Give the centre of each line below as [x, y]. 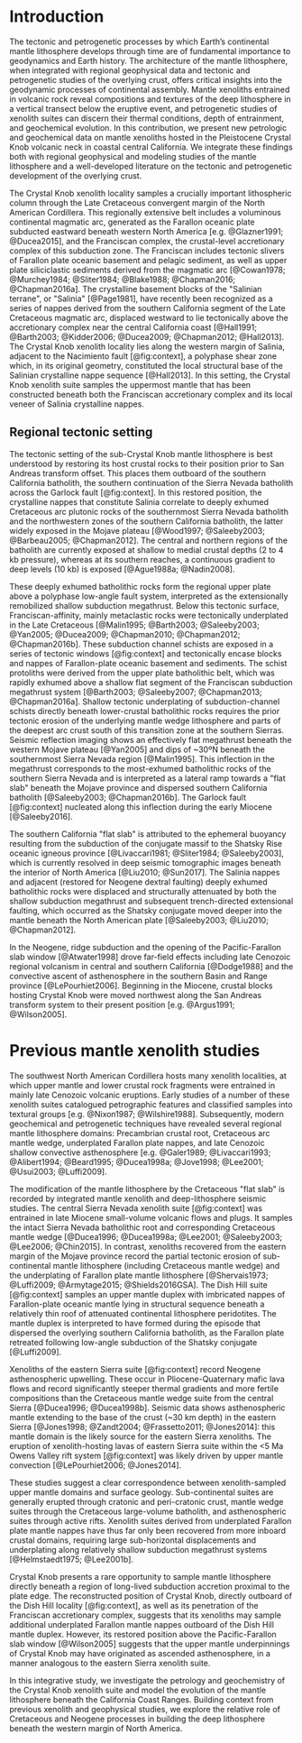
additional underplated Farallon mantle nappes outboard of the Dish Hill [142, 1624]
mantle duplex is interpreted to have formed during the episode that [135, 1323]
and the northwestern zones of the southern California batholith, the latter [146, 521]
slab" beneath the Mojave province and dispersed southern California [138, 787]
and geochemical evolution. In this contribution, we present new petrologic [148, 127]
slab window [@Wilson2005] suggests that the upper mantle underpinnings [150, 1644]
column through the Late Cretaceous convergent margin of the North [137, 202]
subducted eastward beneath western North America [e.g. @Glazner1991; [146, 231]
